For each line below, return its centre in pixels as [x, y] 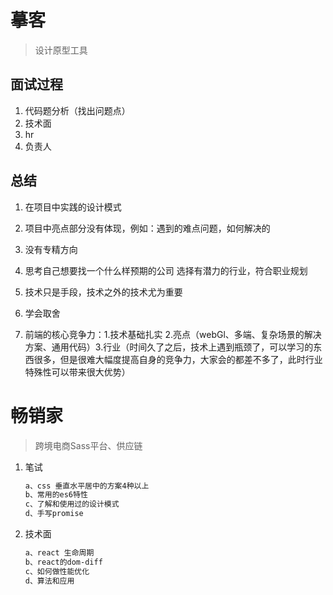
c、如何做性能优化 [57, 571]
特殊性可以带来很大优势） [77, 372]
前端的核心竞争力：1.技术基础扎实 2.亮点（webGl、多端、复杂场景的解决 [173, 334]
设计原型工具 [61, 50]
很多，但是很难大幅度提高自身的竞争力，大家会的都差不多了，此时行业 [178, 359]
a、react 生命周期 [59, 553]
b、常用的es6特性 [56, 495]
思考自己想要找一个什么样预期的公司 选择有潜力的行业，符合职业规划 [166, 270]
